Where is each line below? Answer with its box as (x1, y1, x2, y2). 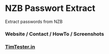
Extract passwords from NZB (5, 19, 63, 24)
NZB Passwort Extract (5, 3, 95, 14)
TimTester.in (5, 43, 35, 50)
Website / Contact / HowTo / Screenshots (5, 31, 104, 37)
